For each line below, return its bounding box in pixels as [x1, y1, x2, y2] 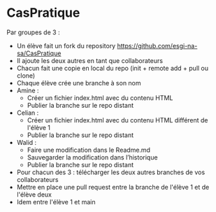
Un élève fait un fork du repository [16, 41, 116, 50]
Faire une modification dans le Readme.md [27, 146, 151, 154]
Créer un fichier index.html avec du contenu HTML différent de [27, 115, 208, 124]
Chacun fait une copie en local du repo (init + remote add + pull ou [16, 64, 209, 72]
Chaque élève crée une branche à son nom [16, 78, 141, 87]
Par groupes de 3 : [6, 28, 60, 36]
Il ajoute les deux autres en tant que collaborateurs [16, 56, 164, 64]
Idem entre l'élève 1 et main [16, 197, 96, 206]
